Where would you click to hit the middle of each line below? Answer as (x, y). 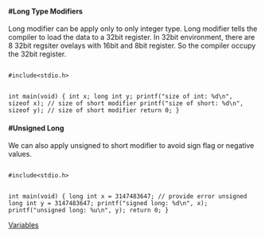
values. (20, 154)
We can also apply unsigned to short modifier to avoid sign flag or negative (131, 146)
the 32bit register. (37, 54)
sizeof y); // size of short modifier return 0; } (94, 111)
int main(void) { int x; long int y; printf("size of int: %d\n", (121, 97)
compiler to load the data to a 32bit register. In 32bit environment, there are (132, 37)
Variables (23, 225)
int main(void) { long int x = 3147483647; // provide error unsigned (128, 196)
